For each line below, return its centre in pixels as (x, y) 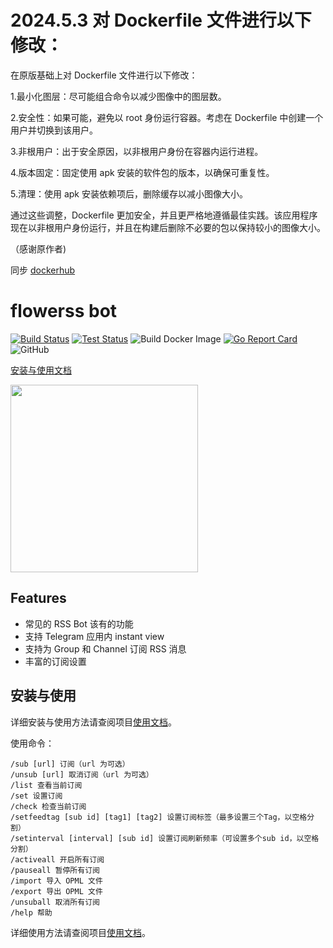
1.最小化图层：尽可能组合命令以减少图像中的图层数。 (118, 96)
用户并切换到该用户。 (54, 130)
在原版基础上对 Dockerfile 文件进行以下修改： (104, 75)
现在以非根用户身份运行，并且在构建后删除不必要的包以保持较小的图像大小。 (168, 227)
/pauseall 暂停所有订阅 (55, 870)
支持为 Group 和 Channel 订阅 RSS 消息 (105, 648)
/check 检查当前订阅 (48, 806)
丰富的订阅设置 (55, 661)
